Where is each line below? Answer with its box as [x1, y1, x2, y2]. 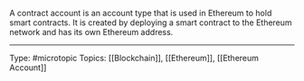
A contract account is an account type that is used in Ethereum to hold [9, 8, 272, 18]
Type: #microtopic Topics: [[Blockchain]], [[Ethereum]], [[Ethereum [9, 53, 260, 63]
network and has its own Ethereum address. [9, 27, 174, 37]
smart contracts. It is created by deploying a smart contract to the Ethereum [9, 17, 292, 28]
